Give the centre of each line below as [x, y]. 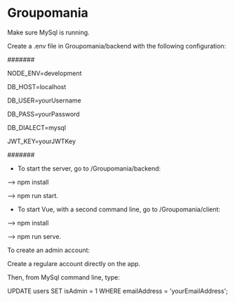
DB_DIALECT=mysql [37, 127]
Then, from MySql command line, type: [64, 277]
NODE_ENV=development [45, 73]
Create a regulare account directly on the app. [74, 263]
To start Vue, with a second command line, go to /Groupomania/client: [119, 209]
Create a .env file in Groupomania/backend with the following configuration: [117, 46]
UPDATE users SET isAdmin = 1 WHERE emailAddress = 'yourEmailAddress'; [117, 291]
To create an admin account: [48, 250]
